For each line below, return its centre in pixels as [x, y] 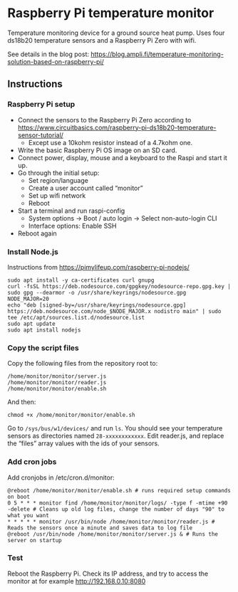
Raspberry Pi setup [41, 105]
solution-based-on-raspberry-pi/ [56, 61]
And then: [22, 402]
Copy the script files [43, 348]
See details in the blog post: [48, 54]
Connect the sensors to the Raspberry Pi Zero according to [104, 120]
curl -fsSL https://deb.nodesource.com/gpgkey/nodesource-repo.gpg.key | [119, 286]
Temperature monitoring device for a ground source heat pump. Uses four [116, 33]
